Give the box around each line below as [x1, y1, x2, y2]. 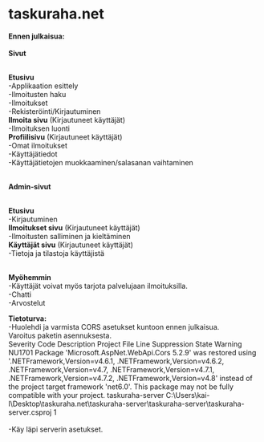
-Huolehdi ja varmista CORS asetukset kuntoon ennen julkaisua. [8, 322, 220, 331]
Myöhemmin [8, 272, 52, 282]
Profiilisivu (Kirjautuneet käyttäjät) [8, 132, 123, 141]
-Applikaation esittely [8, 81, 79, 91]
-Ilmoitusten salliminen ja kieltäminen [8, 231, 131, 241]
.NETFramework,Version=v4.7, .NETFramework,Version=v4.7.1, [8, 364, 215, 374]
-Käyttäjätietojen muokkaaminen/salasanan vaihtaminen [8, 157, 194, 167]
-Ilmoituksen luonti [8, 124, 71, 133]
